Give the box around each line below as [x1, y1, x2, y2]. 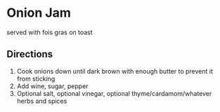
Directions [6, 48, 53, 60]
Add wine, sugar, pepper [16, 82, 89, 90]
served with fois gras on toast [6, 28, 93, 36]
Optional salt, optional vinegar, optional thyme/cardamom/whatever [16, 89, 212, 97]
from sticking [16, 74, 56, 83]
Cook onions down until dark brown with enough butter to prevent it [16, 66, 214, 75]
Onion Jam [6, 5, 72, 21]
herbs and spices [16, 97, 67, 105]
